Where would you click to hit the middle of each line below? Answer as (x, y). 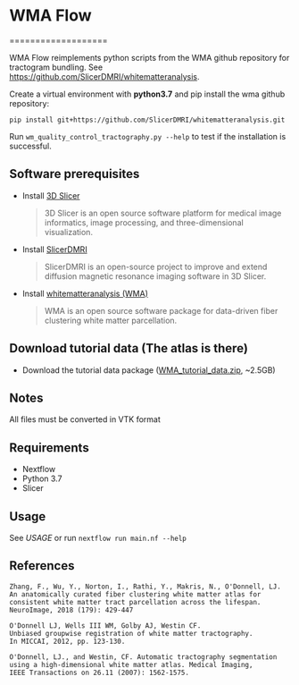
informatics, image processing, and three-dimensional (144, 222)
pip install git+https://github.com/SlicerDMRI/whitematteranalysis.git (147, 120)
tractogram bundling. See (56, 67)
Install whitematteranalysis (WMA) (85, 293)
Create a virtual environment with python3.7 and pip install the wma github (147, 94)
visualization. (69, 232)
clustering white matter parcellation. (111, 320)
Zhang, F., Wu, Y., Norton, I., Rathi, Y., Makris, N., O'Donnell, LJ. (145, 587)
